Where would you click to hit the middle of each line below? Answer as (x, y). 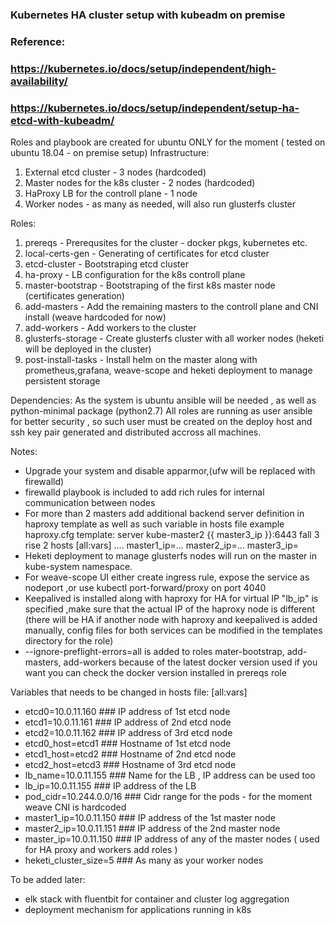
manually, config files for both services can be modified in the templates (173, 630)
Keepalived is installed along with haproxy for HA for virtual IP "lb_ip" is (171, 599)
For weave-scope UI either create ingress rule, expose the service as (167, 577)
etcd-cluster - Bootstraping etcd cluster (106, 264)
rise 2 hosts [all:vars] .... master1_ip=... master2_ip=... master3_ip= (161, 545)
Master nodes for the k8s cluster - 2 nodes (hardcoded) (140, 183)
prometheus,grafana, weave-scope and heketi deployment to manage (168, 370)
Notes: (24, 452)
